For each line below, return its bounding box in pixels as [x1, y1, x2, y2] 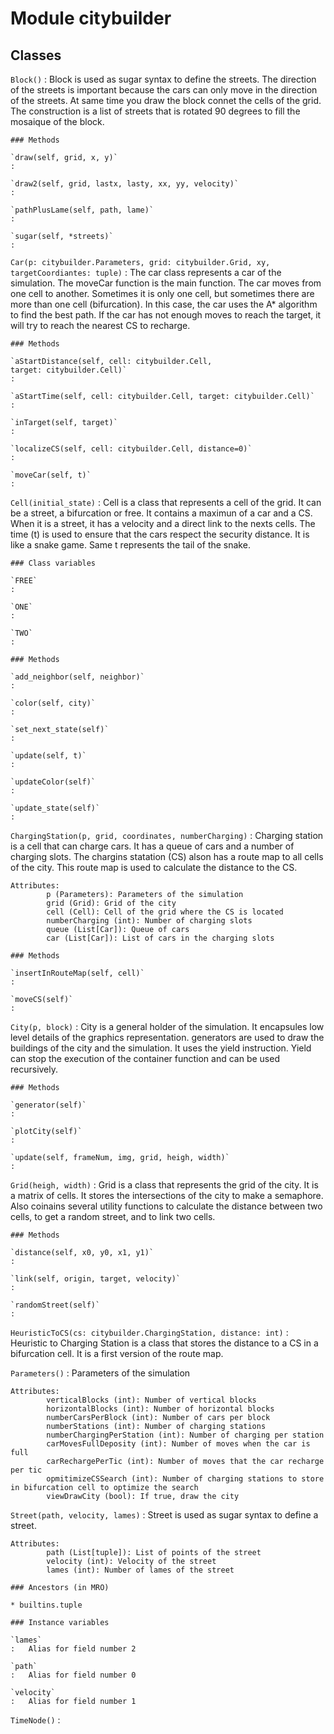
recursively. [10, 1063, 59, 1075]
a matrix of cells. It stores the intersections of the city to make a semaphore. [10, 1190, 324, 1201]
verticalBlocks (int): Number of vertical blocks [46, 1395, 257, 1405]
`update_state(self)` [10, 803, 101, 813]
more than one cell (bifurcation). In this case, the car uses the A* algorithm [10, 298, 318, 310]
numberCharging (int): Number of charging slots [46, 916, 253, 926]
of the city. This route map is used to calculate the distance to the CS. [10, 862, 298, 873]
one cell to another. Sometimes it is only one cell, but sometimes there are [10, 288, 315, 299]
